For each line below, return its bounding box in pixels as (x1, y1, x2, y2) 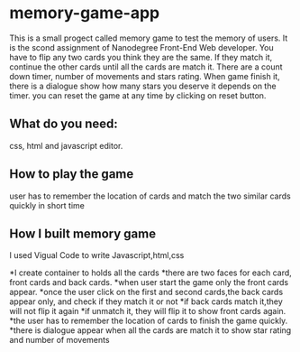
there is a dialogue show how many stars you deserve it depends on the (9, 80, 277, 91)
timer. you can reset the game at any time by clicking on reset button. (9, 89, 267, 101)
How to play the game (9, 166, 134, 182)
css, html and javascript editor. (9, 140, 123, 151)
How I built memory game (9, 226, 156, 241)
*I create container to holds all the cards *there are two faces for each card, (9, 267, 293, 278)
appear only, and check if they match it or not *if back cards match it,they (9, 296, 284, 307)
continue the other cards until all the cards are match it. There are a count (9, 61, 283, 72)
